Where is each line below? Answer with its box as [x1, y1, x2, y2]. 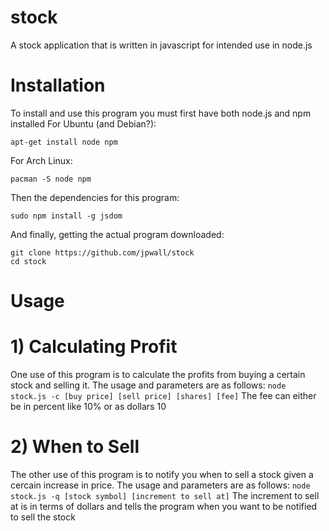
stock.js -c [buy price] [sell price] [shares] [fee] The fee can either [10, 390, 317, 401]
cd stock [10, 256, 47, 266]
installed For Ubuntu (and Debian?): [10, 117, 157, 130]
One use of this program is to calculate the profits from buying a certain [10, 369, 306, 380]
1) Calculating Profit [10, 336, 178, 358]
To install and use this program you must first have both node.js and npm [10, 107, 312, 119]
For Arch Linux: [10, 154, 73, 166]
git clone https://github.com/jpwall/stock [10, 247, 195, 258]
